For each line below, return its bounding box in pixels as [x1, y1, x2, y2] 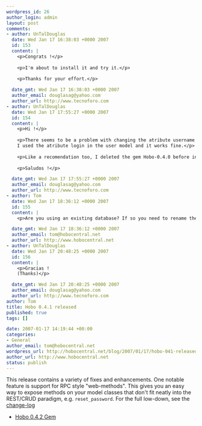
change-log [6, 401, 35, 409]
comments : [6, 25, 31, 32]
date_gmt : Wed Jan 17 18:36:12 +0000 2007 [11, 226, 120, 232]
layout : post [6, 20, 39, 26]
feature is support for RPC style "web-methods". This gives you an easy [6, 383, 185, 390]
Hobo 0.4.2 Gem [14, 413, 56, 421]
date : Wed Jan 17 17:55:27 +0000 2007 [11, 109, 109, 115]
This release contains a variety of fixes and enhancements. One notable [6, 376, 185, 383]
